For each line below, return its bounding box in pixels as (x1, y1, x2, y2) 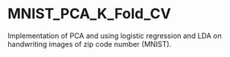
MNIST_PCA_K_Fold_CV (7, 5, 171, 23)
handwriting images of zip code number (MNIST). (7, 39, 172, 48)
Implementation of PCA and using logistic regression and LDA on (7, 31, 222, 40)
